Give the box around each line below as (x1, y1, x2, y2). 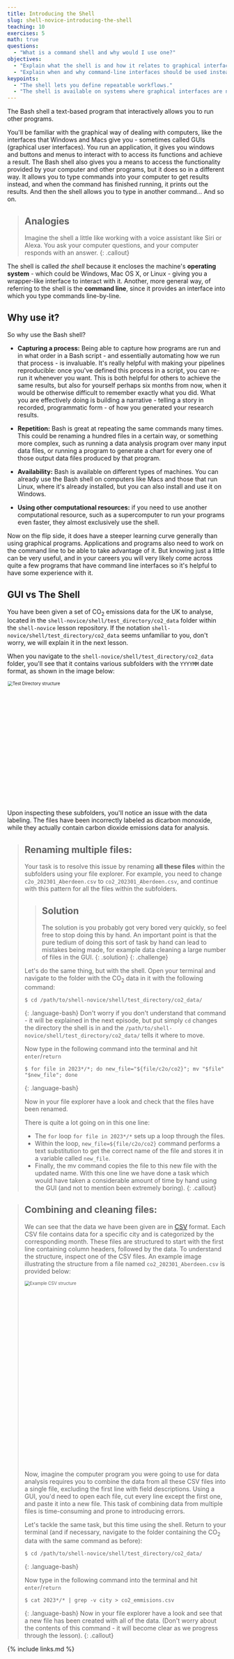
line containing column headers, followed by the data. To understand (24, 1244, 221, 1253)
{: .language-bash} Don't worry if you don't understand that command (24, 1009, 226, 1017)
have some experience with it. (7, 568, 93, 576)
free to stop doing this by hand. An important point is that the (41, 930, 217, 939)
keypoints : (7, 75, 39, 82)
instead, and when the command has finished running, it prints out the (7, 180, 209, 188)
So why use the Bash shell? (7, 330, 86, 339)
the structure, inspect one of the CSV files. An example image (24, 1252, 202, 1260)
